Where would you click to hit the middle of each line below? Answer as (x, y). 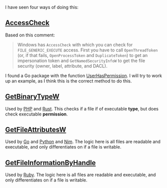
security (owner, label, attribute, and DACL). (62, 66)
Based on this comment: (30, 35)
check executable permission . (37, 114)
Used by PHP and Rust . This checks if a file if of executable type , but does (82, 108)
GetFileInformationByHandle (51, 163)
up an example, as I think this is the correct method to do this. (69, 81)
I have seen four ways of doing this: (42, 7)
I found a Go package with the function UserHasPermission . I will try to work (83, 75)
